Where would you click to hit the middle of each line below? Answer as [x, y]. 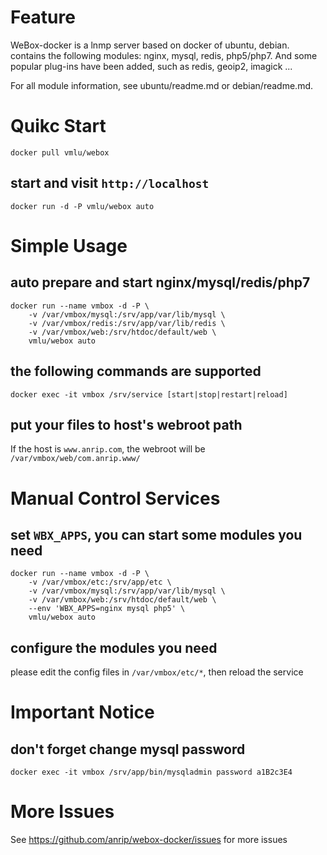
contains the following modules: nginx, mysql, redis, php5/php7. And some [164, 55]
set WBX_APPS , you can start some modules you [156, 534]
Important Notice [82, 712]
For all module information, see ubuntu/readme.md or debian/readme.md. [162, 85]
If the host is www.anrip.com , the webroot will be [108, 449]
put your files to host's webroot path [126, 424]
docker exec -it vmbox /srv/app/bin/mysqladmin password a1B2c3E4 [151, 772]
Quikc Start [58, 126]
